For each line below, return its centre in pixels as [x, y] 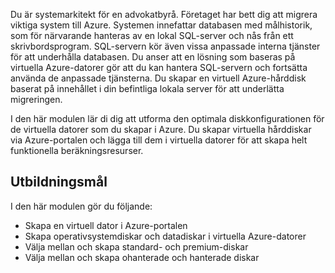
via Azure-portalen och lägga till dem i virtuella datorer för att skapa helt [159, 140]
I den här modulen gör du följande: [81, 206]
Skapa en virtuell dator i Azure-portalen [106, 225]
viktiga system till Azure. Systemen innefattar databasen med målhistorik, [161, 25]
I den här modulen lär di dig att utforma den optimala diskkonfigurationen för [167, 118]
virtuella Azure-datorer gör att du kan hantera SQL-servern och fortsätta [159, 67]
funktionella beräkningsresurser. [77, 150]
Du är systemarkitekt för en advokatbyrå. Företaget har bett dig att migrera [164, 14]
